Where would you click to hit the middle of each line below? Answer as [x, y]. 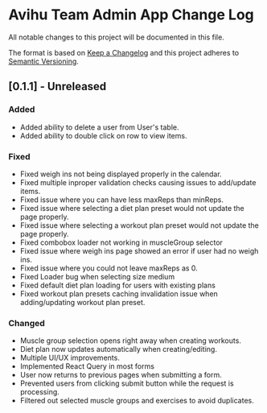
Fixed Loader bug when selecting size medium [97, 276]
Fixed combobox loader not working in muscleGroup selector [121, 242]
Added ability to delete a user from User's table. [99, 127]
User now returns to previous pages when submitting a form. [121, 375]
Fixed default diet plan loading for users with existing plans [117, 285]
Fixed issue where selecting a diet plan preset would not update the [132, 208]
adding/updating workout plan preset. [82, 302]
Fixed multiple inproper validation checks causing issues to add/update [138, 182]
